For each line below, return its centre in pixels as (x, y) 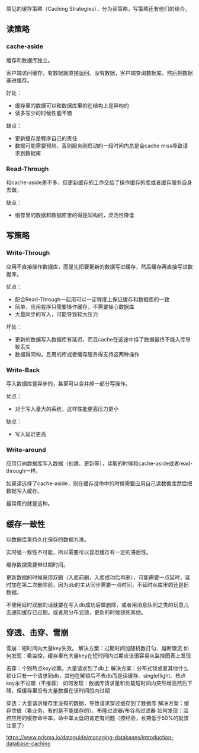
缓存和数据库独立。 (30, 60)
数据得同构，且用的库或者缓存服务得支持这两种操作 (77, 354)
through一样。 (24, 471)
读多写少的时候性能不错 (43, 113)
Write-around (26, 450)
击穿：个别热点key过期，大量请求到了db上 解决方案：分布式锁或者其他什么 (97, 668)
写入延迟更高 (30, 434)
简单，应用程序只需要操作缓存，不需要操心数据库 (74, 306)
